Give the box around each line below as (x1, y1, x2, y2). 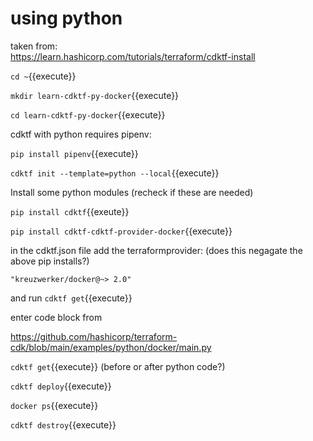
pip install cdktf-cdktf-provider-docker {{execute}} (10, 225, 233, 237)
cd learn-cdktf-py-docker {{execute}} (10, 108, 166, 121)
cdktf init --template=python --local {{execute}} (10, 167, 220, 179)
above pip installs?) (10, 255, 90, 267)
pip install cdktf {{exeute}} (10, 205, 130, 217)
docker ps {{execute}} (10, 399, 99, 411)
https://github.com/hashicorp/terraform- (10, 330, 178, 342)
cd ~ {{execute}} (10, 70, 77, 82)
